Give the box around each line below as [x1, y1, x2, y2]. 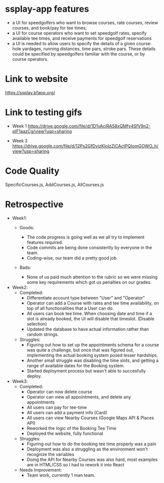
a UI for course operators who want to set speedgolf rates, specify [12, 30, 147, 36]
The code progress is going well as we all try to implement [26, 234, 145, 240]
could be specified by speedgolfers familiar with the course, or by [12, 51, 145, 57]
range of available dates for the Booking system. [26, 362, 125, 369]
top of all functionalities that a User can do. [26, 305, 114, 311]
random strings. [26, 331, 59, 337]
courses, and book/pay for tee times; [12, 25, 87, 30]
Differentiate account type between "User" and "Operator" [26, 295, 145, 300]
